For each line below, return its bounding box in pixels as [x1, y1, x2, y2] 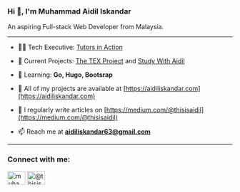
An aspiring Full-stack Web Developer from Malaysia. [7, 23, 164, 31]
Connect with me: [7, 154, 71, 164]
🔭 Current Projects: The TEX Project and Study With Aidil [17, 57, 185, 65]
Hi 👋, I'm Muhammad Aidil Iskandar [7, 6, 131, 16]
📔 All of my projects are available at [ [17, 85, 126, 93]
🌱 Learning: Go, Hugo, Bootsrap [17, 70, 113, 79]
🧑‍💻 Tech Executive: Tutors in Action [17, 43, 123, 52]
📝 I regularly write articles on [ [17, 106, 107, 114]
